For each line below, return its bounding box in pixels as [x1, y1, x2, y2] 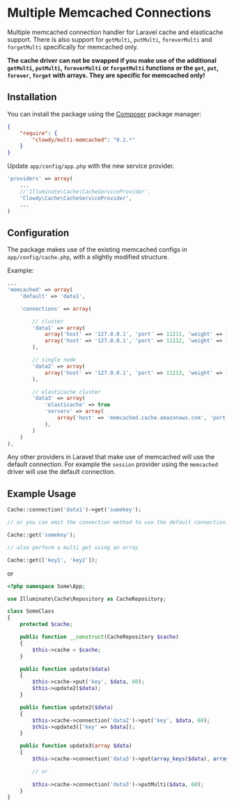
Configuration [7, 226, 70, 238]
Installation [7, 91, 57, 103]
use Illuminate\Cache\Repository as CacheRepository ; [7, 595, 167, 602]
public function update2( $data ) [19, 704, 114, 711]
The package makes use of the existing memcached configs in [7, 245, 187, 254]
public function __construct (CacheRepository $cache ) [19, 633, 179, 640]
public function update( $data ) [19, 666, 111, 672]
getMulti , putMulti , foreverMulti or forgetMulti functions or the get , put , [7, 63, 219, 72]
